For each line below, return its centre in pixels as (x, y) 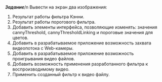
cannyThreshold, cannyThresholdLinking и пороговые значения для (82, 32)
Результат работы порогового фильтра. (54, 22)
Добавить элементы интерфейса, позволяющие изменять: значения (85, 27)
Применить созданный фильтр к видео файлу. (61, 74)
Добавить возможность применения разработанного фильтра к (80, 64)
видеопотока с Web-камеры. (43, 48)
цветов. (20, 38)
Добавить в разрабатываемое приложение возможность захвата (82, 43)
